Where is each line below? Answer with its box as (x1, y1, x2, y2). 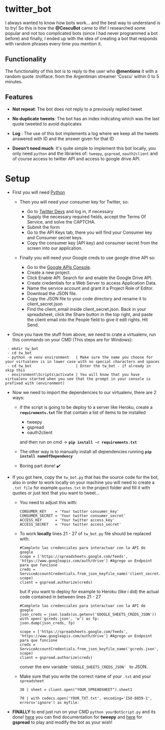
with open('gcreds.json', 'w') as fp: (19, 616, 99, 621)
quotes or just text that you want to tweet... (12, 490, 100, 496)
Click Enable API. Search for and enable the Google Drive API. (27, 275, 153, 281)
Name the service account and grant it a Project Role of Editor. (27, 285, 154, 291)
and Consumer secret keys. (27, 234, 83, 240)
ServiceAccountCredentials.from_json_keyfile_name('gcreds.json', (19, 646, 159, 652)
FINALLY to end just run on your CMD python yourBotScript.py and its (12, 709, 156, 715)
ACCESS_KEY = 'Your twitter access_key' (19, 517, 115, 522)
